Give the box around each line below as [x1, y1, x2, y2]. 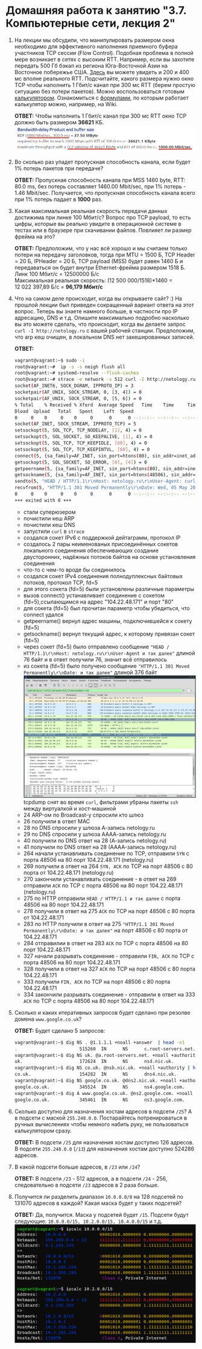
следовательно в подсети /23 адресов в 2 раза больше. [14, 1181, 159, 1188]
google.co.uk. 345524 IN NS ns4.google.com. [14, 1084, 185, 1090]
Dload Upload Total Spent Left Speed [14, 408, 134, 414]
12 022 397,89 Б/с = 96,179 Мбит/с [14, 283, 103, 290]
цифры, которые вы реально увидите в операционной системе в [14, 220, 181, 227]
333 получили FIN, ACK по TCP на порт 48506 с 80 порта [23, 978, 171, 985]
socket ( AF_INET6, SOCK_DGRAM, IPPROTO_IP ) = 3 [14, 383, 134, 389]
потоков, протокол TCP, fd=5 [23, 579, 98, 586]
